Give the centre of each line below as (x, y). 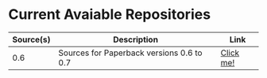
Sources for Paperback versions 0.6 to (130, 53)
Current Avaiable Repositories (110, 15)
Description (135, 39)
